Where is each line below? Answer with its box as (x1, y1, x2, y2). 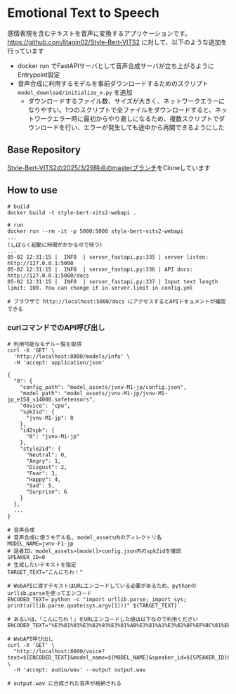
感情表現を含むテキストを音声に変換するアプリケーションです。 (7, 29, 191, 37)
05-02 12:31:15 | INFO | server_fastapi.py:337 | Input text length (7, 278, 218, 285)
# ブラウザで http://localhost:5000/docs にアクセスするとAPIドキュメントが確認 (7, 297, 226, 305)
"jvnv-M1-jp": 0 (25, 414, 74, 421)
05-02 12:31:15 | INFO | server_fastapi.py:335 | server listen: (7, 253, 209, 261)
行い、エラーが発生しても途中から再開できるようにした (65, 123, 225, 131)
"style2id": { (20, 445, 61, 452)
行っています (7, 46, 44, 55)
